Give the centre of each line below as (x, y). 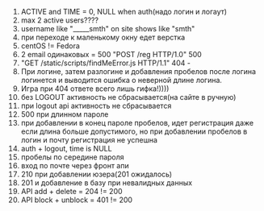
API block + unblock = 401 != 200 (76, 200)
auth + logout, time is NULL (66, 149)
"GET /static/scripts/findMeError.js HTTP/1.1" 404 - (105, 63)
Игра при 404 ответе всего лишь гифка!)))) (95, 89)
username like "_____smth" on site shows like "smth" (108, 29)
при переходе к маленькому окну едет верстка (103, 37)
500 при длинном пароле (65, 114)
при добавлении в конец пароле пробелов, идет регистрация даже (137, 123)
